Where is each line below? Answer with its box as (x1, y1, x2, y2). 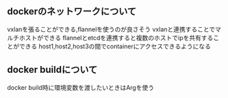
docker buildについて (7, 64, 98, 76)
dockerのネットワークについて (7, 5, 137, 18)
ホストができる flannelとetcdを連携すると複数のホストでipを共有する (18, 33, 214, 42)
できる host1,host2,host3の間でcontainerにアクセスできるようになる (18, 42, 211, 50)
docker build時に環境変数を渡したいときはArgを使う (7, 83, 155, 91)
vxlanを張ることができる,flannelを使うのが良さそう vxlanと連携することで (7, 25, 216, 33)
